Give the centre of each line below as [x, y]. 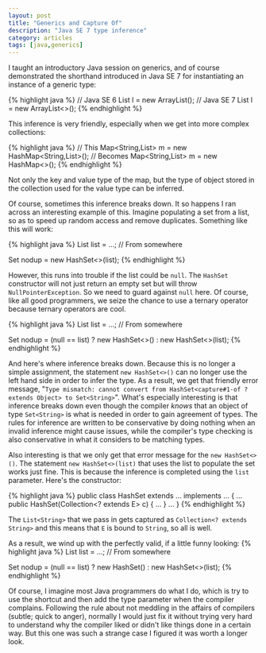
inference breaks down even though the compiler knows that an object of [128, 406]
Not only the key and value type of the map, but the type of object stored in [131, 180]
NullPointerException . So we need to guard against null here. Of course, [128, 292]
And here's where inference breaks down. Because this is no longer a [122, 364]
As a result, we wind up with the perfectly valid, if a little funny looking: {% [130, 543]
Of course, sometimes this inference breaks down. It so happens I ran [122, 204]
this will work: [31, 229]
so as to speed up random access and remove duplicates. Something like [128, 221]
